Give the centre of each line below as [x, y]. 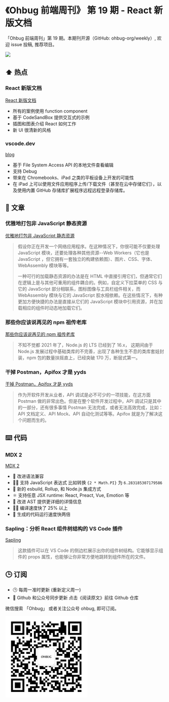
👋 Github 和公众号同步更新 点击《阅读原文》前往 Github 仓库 [75, 598]
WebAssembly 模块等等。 [44, 265]
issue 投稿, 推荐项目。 [34, 44]
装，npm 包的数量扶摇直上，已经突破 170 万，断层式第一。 [79, 358]
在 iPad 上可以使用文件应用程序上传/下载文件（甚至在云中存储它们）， [85, 184]
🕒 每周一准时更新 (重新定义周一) [47, 590]
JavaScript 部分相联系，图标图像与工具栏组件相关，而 [84, 289]
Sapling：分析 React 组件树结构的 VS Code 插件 [64, 529]
